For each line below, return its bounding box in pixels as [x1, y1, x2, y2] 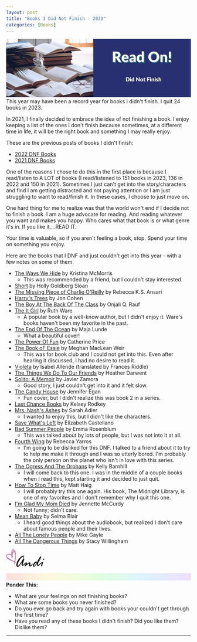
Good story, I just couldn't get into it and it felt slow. [23, 382, 148, 389]
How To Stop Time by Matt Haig [14, 481, 92, 488]
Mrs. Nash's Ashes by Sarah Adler [14, 406, 98, 413]
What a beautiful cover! [23, 332, 80, 339]
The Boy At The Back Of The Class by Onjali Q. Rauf [14, 301, 141, 308]
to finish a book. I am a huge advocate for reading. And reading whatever [6, 210, 183, 218]
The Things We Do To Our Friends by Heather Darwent [14, 369, 147, 376]
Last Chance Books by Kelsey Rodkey [14, 400, 106, 407]
